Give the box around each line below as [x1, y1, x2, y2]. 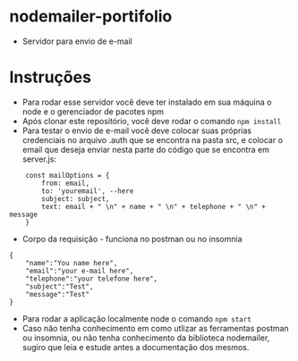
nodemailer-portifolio [9, 6, 173, 27]
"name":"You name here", [25, 258, 118, 267]
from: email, [41, 179, 90, 188]
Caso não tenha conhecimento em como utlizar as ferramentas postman [21, 323, 289, 333]
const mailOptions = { [25, 171, 110, 180]
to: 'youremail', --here [41, 186, 134, 196]
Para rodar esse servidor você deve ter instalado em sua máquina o [21, 97, 272, 107]
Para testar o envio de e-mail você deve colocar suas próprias [21, 125, 252, 136]
